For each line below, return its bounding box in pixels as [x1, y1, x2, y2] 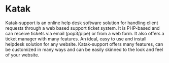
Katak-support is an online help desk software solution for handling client [5, 20, 158, 26]
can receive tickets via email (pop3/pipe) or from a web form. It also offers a [5, 30, 164, 36]
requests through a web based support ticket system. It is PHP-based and [5, 25, 160, 31]
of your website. [5, 51, 40, 58]
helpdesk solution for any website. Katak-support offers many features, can [5, 41, 163, 47]
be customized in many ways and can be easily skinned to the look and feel [5, 46, 163, 52]
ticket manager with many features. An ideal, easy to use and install [5, 36, 147, 42]
